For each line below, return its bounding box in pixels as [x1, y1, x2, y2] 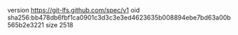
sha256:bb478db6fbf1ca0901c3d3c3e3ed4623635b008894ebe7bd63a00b [7, 13, 232, 22]
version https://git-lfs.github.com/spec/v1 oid [7, 6, 140, 14]
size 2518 [45, 21, 73, 29]
